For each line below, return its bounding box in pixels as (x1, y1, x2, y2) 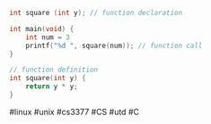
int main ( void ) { (9, 24, 75, 33)
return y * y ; (25, 82, 78, 91)
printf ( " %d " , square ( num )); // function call (25, 41, 203, 50)
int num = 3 (25, 32, 70, 42)
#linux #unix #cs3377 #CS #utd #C (9, 106, 139, 117)
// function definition (9, 65, 99, 75)
